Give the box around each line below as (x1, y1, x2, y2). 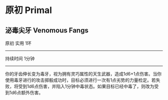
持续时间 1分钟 (5, 55, 35, 61)
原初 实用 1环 (5, 40, 31, 46)
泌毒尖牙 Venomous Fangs (5, 26, 88, 34)
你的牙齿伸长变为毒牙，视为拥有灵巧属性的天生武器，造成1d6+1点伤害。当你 (5, 71, 161, 76)
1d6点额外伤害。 (9, 89, 43, 95)
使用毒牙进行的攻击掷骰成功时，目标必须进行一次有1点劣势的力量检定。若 (5, 77, 156, 83)
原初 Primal (5, 4, 52, 16)
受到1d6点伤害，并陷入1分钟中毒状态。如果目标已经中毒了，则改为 (18, 83, 154, 89)
